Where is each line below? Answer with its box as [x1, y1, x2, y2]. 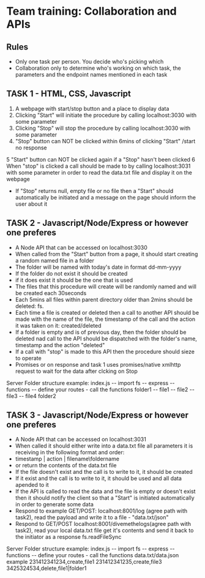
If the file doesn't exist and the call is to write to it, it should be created [15, 468, 193, 476]
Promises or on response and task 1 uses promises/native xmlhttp [15, 361, 181, 368]
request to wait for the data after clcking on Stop [15, 367, 138, 375]
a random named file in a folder [15, 257, 95, 264]
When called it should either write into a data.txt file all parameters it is [15, 442, 193, 449]
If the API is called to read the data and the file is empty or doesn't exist [15, 488, 196, 495]
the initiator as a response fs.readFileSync [15, 533, 122, 541]
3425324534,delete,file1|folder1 [6, 565, 87, 572]
